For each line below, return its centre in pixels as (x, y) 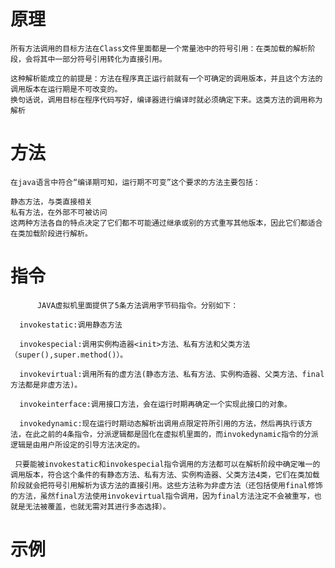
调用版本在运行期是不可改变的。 (66, 89)
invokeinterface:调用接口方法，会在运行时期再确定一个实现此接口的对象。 (155, 404)
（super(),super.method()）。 (69, 355)
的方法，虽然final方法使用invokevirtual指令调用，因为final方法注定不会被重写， (162, 496)
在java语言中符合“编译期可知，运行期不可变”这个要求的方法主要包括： (135, 182)
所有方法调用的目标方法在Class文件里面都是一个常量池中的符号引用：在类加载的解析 (159, 48)
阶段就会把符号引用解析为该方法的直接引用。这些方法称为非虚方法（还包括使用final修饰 (166, 485)
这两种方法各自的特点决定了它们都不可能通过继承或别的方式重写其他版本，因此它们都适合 (166, 223)
